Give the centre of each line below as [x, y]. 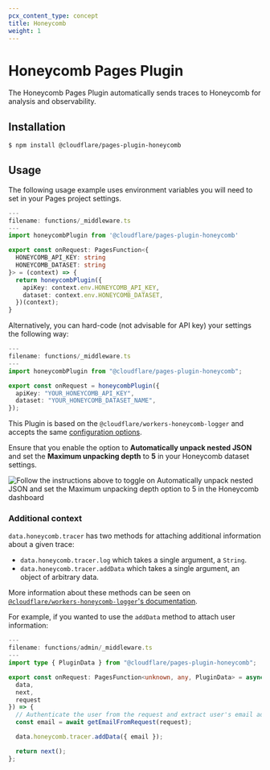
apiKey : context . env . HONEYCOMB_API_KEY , [91, 288]
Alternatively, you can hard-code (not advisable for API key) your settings [130, 325]
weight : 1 [25, 31]
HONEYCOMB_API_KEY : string [61, 258]
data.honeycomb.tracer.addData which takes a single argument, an [130, 569]
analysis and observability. [52, 101]
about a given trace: [41, 544]
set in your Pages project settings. [65, 198]
